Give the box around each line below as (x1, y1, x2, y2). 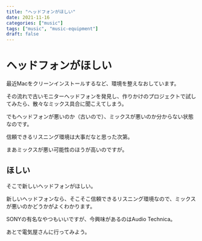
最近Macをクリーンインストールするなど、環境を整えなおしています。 (6, 80, 180, 87)
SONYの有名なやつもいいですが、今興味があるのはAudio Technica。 (6, 215, 176, 222)
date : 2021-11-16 (6, 14, 50, 20)
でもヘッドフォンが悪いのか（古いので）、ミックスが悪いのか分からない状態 (6, 113, 194, 120)
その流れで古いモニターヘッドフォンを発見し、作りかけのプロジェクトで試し (6, 93, 197, 100)
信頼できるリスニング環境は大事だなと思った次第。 (6, 133, 133, 141)
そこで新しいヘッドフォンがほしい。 (6, 182, 96, 189)
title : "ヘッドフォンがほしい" (6, 8, 76, 15)
